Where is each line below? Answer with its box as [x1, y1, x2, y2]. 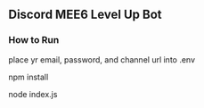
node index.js [8, 88, 58, 99]
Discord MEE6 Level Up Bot [8, 7, 162, 22]
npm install [8, 71, 49, 82]
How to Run [8, 34, 60, 46]
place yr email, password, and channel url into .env [8, 54, 196, 65]
